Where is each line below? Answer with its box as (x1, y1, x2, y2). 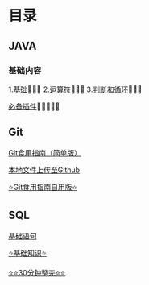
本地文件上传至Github (8, 165, 81, 175)
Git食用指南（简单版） (8, 147, 82, 157)
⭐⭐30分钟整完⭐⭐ (8, 267, 66, 277)
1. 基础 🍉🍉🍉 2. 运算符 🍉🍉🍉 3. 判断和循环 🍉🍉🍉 (8, 85, 143, 94)
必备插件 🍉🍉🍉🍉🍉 (8, 101, 60, 111)
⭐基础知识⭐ (8, 248, 47, 258)
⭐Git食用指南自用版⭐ (8, 182, 78, 192)
